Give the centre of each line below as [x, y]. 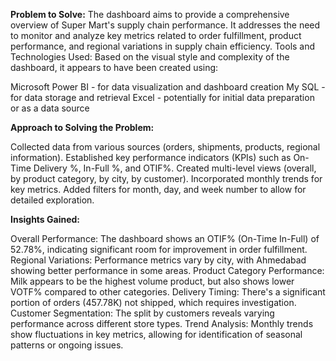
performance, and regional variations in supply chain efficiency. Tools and [163, 46]
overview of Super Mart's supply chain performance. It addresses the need [165, 25]
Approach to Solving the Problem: [82, 127]
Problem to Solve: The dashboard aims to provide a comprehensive [150, 14]
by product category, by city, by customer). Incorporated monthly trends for [166, 178]
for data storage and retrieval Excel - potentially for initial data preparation [162, 97]
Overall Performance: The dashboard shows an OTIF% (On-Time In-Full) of [165, 238]
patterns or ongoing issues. [67, 345]
